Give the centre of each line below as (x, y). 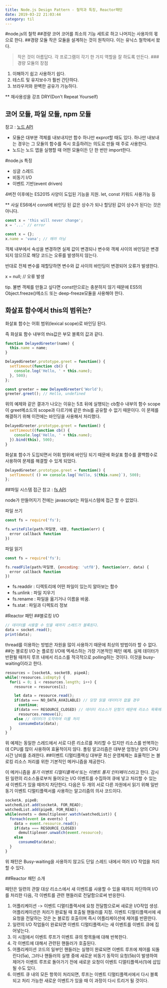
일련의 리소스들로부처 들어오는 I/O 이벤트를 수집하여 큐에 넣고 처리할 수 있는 (83, 779)
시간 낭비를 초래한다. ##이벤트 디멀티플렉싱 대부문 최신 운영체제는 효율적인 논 (80, 755)
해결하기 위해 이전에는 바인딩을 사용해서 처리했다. (53, 416)
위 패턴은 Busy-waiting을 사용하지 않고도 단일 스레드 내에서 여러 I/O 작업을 (78, 861)
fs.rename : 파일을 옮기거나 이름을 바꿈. (51, 599)
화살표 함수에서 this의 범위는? (48, 310)
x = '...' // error (25, 225)
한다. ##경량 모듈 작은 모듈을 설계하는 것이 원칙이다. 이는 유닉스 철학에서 (84, 40)
